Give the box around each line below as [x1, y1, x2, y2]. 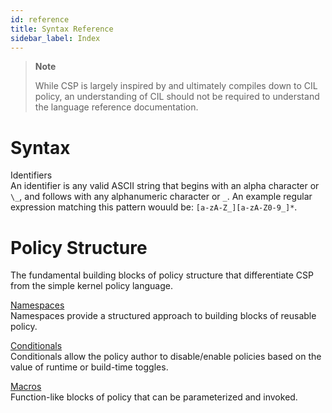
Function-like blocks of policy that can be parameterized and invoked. [10, 391, 298, 403]
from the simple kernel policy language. [10, 280, 173, 292]
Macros [10, 381, 42, 393]
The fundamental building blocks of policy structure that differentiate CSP [10, 269, 314, 281]
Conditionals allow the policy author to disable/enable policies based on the [10, 351, 322, 363]
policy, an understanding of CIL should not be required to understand [34, 91, 320, 103]
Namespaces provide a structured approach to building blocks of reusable [10, 310, 317, 322]
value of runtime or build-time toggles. [10, 361, 169, 373]
